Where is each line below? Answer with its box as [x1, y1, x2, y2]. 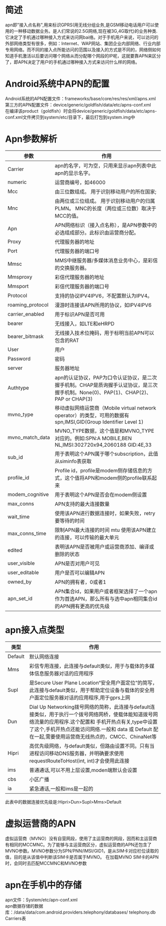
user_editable [7, 569, 39, 576]
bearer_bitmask [7, 333, 44, 340]
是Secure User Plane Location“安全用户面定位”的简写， [29, 679, 158, 686]
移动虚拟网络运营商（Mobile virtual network [54, 405, 157, 411]
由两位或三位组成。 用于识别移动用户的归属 [54, 197, 156, 204]
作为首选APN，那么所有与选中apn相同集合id [54, 595, 157, 602]
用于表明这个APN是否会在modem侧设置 [54, 491, 147, 498]
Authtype [7, 384, 29, 391]
